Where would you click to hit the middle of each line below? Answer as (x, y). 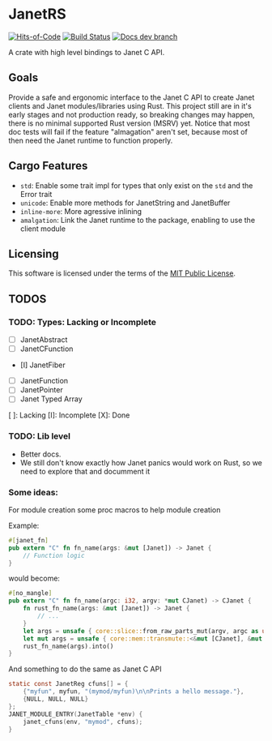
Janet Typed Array (51, 399)
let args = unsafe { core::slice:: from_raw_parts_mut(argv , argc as (141, 631)
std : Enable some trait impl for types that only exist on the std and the (136, 185)
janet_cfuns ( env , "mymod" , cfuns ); (83, 722)
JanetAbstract (44, 340)
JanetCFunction (47, 349)
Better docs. (40, 454)
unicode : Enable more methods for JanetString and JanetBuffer (125, 203)
